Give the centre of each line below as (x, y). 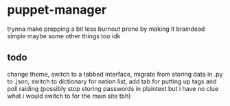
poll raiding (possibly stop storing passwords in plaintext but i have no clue (113, 88)
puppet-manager (57, 10)
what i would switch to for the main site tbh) (69, 96)
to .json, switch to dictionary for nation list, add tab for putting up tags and (112, 81)
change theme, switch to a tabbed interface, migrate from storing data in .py (115, 74)
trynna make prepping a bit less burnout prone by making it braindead (106, 29)
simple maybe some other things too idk (64, 36)
